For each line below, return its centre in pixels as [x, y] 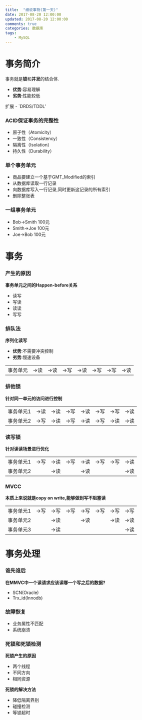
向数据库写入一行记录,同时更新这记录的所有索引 [61, 189]
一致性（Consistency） [36, 138]
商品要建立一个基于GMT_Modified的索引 [54, 177]
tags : [11, 33]
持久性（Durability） [33, 151]
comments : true [21, 24]
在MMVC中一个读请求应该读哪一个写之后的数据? [55, 582]
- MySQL [22, 38]
